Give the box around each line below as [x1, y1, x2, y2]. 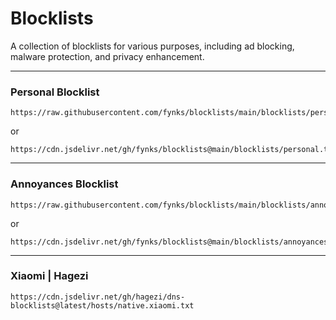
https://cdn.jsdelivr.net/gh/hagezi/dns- [10, 292, 186, 302]
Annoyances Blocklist [10, 177, 119, 191]
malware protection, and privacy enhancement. [10, 50, 205, 62]
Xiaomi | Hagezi [10, 269, 89, 283]
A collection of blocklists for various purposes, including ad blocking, [10, 40, 295, 52]
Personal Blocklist [10, 85, 100, 99]
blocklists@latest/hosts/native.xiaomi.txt [10, 300, 195, 311]
